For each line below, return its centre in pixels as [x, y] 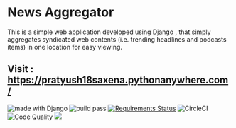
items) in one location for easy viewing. [65, 47]
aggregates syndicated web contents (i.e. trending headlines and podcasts [117, 39]
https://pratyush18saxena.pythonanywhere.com [118, 80]
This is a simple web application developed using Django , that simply [109, 32]
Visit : [21, 69]
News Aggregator [61, 12]
